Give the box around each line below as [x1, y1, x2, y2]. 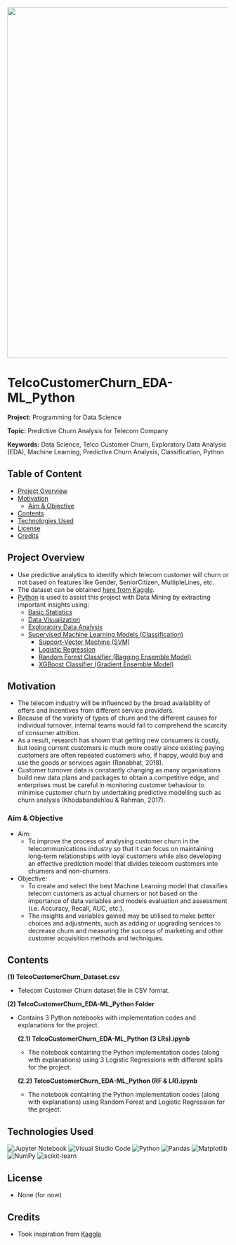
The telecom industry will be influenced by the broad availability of [17, 699, 211, 707]
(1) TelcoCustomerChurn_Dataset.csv [7, 973, 120, 981]
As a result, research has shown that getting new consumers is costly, [17, 736, 221, 744]
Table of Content [7, 468, 82, 480]
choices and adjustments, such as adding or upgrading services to [27, 918, 221, 927]
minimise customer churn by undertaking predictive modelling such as [17, 789, 221, 797]
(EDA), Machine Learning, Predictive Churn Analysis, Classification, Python [7, 447, 225, 456]
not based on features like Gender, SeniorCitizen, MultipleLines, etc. [17, 578, 215, 586]
